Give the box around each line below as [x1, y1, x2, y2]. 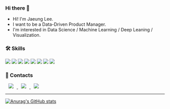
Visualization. [12, 32, 41, 38]
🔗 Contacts [5, 72, 33, 79]
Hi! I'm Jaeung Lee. [12, 16, 54, 22]
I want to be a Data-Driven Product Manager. [12, 21, 106, 27]
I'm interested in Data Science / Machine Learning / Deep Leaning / [12, 27, 153, 33]
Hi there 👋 [5, 5, 30, 12]
